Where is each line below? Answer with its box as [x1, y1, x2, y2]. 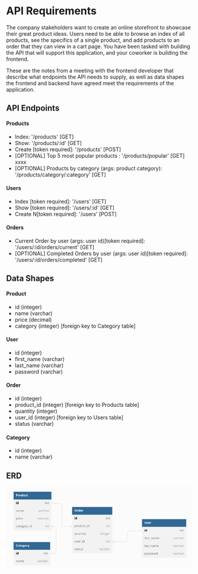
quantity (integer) [14, 407, 58, 415]
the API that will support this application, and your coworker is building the [6, 49, 188, 56]
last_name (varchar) [14, 362, 64, 369]
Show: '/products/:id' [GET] [14, 139, 82, 146]
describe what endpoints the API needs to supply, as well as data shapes [6, 73, 185, 80]
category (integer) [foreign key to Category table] [14, 322, 136, 330]
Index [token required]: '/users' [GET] [14, 197, 107, 205]
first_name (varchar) [14, 355, 65, 362]
